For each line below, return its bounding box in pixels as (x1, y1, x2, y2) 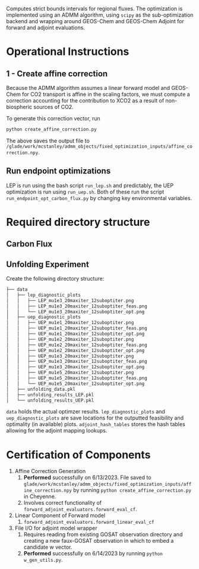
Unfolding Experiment (6, 259, 89, 269)
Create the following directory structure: (6, 275, 105, 282)
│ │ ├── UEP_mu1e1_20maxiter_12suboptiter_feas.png (6, 325, 147, 331)
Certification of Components (6, 448, 151, 461)
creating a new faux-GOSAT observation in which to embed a (23, 537, 174, 545)
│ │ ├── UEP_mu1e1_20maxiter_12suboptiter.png (6, 320, 134, 326)
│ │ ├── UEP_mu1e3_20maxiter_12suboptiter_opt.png (6, 364, 145, 370)
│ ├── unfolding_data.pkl (6, 386, 76, 392)
